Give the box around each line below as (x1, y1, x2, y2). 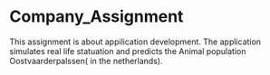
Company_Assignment (9, 6, 184, 27)
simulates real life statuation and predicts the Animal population (9, 45, 246, 56)
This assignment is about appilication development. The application (9, 36, 261, 47)
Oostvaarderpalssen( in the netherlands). (9, 55, 163, 66)
